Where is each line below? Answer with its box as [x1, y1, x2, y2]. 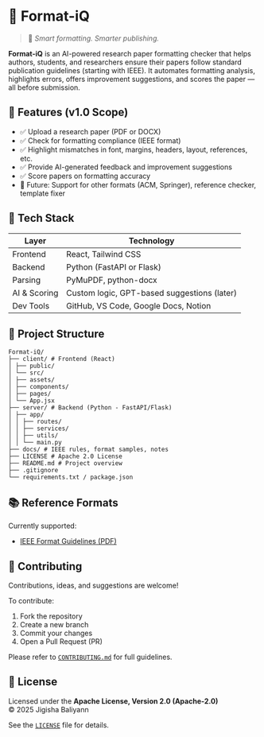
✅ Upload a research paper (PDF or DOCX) [19, 126, 161, 136]
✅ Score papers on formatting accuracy [19, 171, 151, 180]
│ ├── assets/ [8, 376, 56, 384]
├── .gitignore [8, 467, 59, 475]
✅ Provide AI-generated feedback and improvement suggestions [19, 162, 233, 172]
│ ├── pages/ [8, 390, 52, 398]
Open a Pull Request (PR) [19, 637, 103, 646]
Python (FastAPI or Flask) [66, 262, 161, 273]
